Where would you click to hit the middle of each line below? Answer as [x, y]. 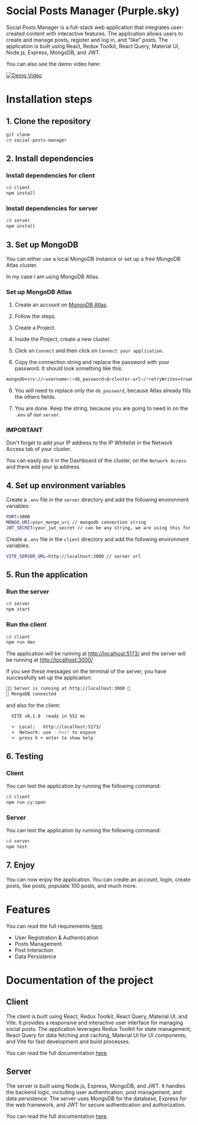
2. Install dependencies [50, 159]
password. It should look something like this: [69, 369]
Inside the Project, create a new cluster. [62, 339]
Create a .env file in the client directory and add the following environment [98, 539]
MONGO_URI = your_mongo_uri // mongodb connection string [76, 523]
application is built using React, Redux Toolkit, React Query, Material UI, [93, 46]
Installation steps [49, 99]
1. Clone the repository [49, 121]
